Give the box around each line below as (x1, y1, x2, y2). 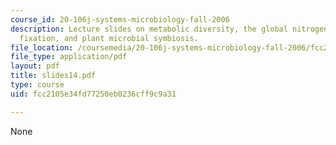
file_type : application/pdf (10, 52, 128, 62)
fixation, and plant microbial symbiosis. (19, 33, 199, 43)
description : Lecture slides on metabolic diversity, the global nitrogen (10, 24, 329, 34)
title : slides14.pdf (10, 71, 97, 81)
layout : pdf (10, 61, 60, 71)
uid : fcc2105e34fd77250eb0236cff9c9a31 (10, 89, 177, 99)
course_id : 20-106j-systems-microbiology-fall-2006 (10, 14, 230, 25)
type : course (10, 80, 65, 90)
